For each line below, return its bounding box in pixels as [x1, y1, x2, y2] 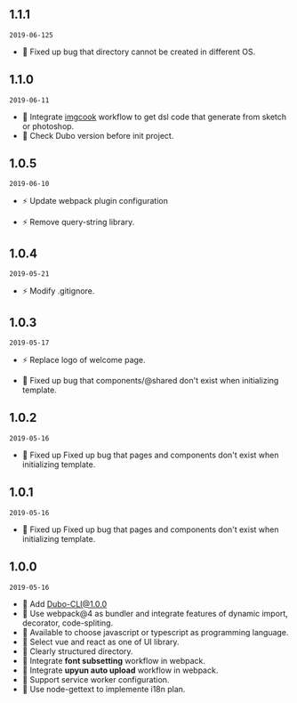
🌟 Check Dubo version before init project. [21, 130, 174, 141]
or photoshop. [21, 120, 75, 132]
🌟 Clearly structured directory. [21, 645, 133, 657]
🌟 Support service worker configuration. [21, 674, 170, 684]
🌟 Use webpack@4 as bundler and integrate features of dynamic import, [21, 608, 289, 618]
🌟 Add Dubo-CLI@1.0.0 [21, 598, 108, 609]
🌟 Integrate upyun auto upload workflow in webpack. [21, 665, 219, 675]
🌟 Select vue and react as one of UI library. [21, 636, 180, 647]
